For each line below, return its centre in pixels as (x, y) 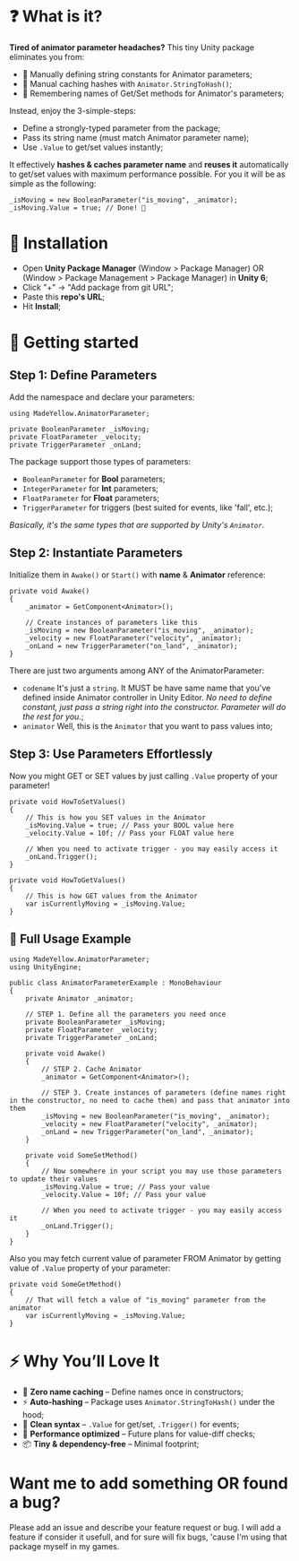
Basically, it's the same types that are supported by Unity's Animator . (137, 525)
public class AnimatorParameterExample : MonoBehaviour (115, 983)
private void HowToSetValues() (68, 802)
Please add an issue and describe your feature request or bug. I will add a (145, 1528)
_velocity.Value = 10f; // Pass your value (124, 1195)
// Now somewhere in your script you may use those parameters (162, 1171)
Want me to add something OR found (149, 1483)
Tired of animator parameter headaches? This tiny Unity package (132, 47)
